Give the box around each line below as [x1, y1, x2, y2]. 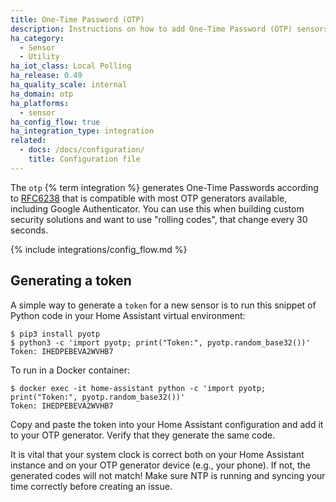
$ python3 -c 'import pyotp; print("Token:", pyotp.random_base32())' [10, 337, 311, 348]
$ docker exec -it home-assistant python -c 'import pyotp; [10, 383, 267, 393]
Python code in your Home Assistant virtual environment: [10, 309, 246, 321]
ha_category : [10, 33, 65, 43]
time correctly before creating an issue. [10, 480, 173, 492]
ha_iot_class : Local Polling [10, 61, 132, 71]
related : [10, 136, 47, 146]
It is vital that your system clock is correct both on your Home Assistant [10, 448, 305, 460]
